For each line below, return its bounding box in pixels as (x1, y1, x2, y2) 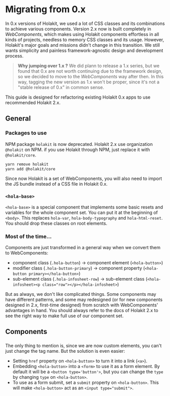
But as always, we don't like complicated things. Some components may (5, 291, 156, 297)
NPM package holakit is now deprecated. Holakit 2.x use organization (5, 141, 153, 147)
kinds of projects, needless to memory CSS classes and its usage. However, (5, 37, 164, 43)
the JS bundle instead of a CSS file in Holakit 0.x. (5, 181, 108, 187)
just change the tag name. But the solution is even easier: (5, 348, 125, 354)
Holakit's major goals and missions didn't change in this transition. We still (5, 42, 160, 48)
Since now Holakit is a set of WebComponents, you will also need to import (5, 175, 162, 181)
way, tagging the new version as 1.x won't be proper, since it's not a (17, 79, 160, 85)
